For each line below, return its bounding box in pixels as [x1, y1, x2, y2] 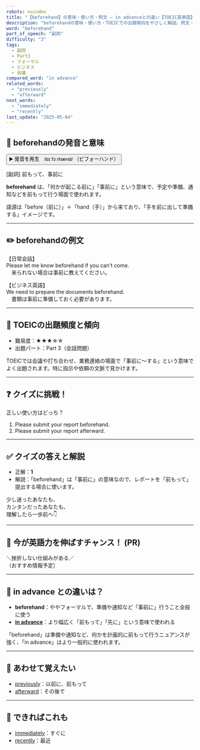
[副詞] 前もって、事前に [6, 171, 64, 178]
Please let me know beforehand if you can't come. [6, 262, 130, 269]
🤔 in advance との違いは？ [6, 587, 104, 597]
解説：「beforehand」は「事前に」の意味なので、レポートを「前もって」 [14, 476, 192, 483]
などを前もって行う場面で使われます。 [11, 191, 105, 198]
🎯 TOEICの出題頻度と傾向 [6, 320, 100, 330]
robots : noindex [6, 8, 46, 15]
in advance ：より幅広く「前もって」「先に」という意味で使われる [14, 618, 176, 625]
